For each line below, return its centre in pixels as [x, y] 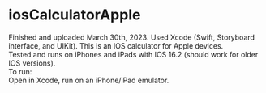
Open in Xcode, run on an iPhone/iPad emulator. [89, 80]
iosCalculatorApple [75, 15]
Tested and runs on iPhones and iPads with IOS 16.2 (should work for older [133, 54]
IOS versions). [32, 63]
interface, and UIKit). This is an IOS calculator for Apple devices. [116, 45]
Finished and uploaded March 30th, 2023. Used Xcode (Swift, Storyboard [132, 37]
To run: [20, 71]
